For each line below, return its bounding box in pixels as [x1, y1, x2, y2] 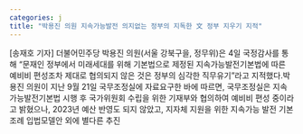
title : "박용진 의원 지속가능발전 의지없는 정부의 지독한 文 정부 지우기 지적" [9, 22, 263, 31]
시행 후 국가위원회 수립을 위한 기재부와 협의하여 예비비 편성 [62, 92, 270, 103]
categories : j [9, 13, 63, 22]
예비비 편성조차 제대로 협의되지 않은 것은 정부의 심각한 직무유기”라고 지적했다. [9, 69, 283, 81]
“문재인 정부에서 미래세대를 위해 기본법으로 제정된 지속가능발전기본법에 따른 [18, 58, 287, 69]
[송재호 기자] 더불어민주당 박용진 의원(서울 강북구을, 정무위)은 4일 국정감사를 [9, 47, 280, 58]
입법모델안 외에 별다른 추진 [25, 114, 121, 126]
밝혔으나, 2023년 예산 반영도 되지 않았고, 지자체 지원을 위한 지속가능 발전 [18, 103, 278, 114]
